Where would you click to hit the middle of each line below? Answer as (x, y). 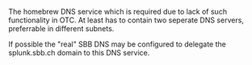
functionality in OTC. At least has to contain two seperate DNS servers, (126, 20)
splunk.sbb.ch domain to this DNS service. (79, 53)
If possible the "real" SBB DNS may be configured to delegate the (117, 44)
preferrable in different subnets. (61, 28)
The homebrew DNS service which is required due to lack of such (118, 12)
